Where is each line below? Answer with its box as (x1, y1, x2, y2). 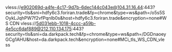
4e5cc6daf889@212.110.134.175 (5, 26, 72, 32)
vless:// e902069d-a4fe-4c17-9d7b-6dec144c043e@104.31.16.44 (5, 5, 143, 10)
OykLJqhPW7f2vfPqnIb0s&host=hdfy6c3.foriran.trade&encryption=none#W (5, 15, 167, 21)
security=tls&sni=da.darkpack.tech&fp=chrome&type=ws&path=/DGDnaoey (5, 31, 166, 37)
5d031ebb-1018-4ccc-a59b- (36, 20, 96, 26)
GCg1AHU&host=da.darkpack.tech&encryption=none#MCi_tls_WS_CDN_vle (5, 36, 165, 42)
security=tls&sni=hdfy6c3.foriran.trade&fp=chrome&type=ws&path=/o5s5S (5, 10, 165, 16)
